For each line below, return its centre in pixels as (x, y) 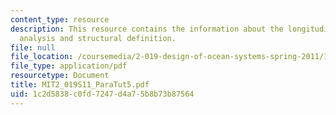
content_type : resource (60, 19)
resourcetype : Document (60, 76)
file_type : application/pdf (69, 66)
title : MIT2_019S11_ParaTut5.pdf (80, 85)
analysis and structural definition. (98, 38)
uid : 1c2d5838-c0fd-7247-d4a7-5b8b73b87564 (102, 94)
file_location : (42, 57)
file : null (33, 47)
